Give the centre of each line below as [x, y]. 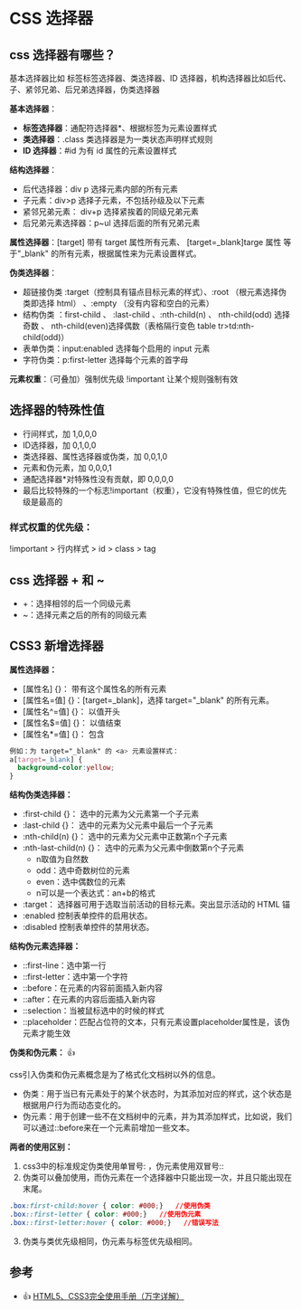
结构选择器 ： [33, 170]
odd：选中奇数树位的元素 [83, 870]
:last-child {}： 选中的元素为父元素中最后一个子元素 [118, 825]
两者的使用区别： [41, 1147]
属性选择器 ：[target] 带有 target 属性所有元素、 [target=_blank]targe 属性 [146, 242]
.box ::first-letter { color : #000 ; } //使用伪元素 [105, 1215]
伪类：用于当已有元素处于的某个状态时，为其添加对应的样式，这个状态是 [157, 1094]
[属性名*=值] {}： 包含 [64, 734]
